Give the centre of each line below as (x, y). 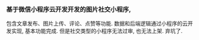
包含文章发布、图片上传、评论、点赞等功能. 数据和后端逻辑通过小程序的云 (97, 24)
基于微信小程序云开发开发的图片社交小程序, (69, 9)
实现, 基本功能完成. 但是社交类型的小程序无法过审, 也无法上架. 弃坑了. (97, 31)
